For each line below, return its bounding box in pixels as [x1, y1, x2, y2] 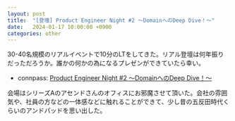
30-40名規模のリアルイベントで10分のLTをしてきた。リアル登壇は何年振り [7, 50, 224, 58]
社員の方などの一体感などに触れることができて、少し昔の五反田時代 [25, 98, 224, 106]
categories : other [7, 30, 61, 37]
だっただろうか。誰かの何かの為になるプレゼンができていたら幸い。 [7, 59, 205, 68]
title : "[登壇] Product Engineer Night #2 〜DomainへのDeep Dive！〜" [7, 17, 215, 24]
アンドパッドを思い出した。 [25, 106, 107, 115]
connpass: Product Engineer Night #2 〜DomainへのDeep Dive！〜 [17, 74, 212, 82]
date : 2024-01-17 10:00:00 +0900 [7, 23, 112, 30]
